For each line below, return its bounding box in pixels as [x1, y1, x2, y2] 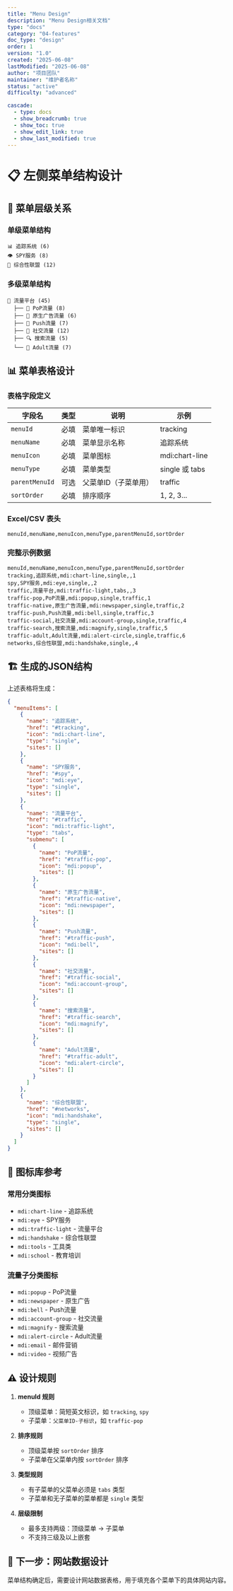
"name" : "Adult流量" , [38, 1047, 100, 1054]
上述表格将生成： [7, 684, 57, 692]
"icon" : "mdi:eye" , [25, 777, 83, 784]
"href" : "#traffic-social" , [38, 974, 121, 981]
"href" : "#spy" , [25, 770, 74, 778]
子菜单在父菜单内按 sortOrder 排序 [28, 1455, 129, 1464]
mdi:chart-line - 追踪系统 [17, 1206, 94, 1215]
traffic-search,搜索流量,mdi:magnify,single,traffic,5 [7, 624, 168, 631]
